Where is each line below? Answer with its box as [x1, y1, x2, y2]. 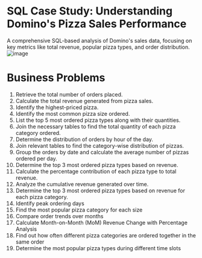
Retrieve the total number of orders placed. [15, 90, 123, 98]
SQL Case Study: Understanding [7, 4, 173, 18]
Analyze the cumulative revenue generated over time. [15, 180, 149, 187]
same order [15, 238, 45, 245]
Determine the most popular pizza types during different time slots [15, 244, 181, 251]
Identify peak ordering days [15, 200, 85, 207]
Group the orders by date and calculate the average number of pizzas [15, 148, 189, 156]
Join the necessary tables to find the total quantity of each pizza [15, 122, 176, 130]
